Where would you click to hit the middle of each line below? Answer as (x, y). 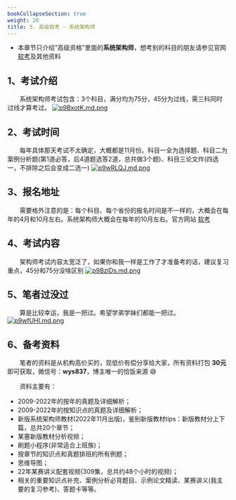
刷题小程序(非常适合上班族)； (60, 445)
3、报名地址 (33, 192)
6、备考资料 (33, 344)
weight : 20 (23, 20)
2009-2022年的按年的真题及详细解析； (74, 402)
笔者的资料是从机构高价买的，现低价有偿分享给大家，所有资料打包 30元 (123, 363)
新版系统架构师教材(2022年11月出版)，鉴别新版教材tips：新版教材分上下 (121, 419)
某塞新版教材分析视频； (51, 437)
